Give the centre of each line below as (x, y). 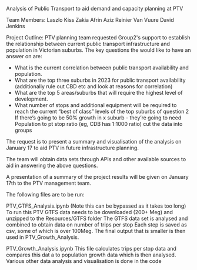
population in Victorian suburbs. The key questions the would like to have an (98, 50)
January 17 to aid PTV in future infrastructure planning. (73, 148)
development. (31, 99)
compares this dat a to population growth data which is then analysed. (91, 255)
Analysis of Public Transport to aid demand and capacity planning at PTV (95, 9)
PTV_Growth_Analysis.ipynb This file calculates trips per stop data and (91, 249)
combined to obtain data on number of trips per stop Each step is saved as (96, 225)
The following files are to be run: (45, 194)
